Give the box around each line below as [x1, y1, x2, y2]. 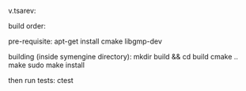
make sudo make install [8, 60, 85, 70]
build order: [8, 21, 46, 30]
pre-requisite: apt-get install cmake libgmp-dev [8, 36, 162, 46]
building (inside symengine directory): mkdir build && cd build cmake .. [8, 52, 239, 61]
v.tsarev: [8, 6, 36, 15]
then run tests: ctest [8, 76, 74, 85]
